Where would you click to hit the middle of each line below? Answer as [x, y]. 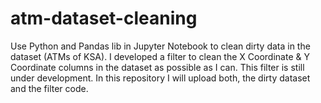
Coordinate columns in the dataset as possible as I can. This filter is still [157, 67]
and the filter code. [49, 88]
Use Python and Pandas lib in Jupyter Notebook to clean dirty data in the [160, 46]
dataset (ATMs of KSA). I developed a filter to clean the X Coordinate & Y [160, 56]
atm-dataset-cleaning [104, 18]
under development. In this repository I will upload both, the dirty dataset [160, 78]
